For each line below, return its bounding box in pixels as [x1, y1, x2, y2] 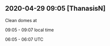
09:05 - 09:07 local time [5, 27, 54, 33]
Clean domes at [5, 17, 37, 23]
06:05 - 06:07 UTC [5, 36, 44, 42]
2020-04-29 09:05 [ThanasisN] [5, 4, 106, 13]
